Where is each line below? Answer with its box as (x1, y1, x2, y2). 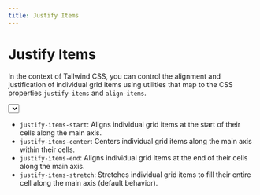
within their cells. (19, 145, 76, 154)
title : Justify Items (8, 11, 80, 20)
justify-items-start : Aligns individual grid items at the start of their (19, 120, 241, 129)
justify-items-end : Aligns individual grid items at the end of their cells (19, 153, 248, 162)
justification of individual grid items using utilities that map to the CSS (8, 79, 234, 89)
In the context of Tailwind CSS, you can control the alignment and (8, 72, 221, 81)
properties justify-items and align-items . (8, 88, 147, 97)
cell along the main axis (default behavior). (19, 178, 158, 187)
